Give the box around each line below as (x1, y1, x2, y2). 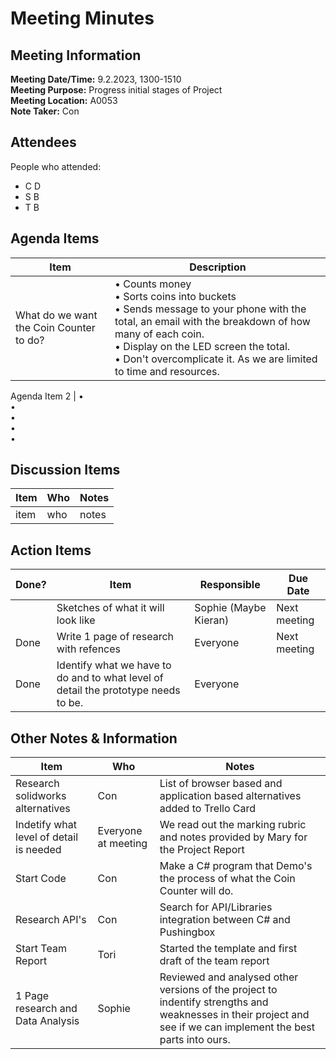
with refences (56, 642, 122, 656)
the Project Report (159, 843, 245, 857)
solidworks (15, 789, 67, 803)
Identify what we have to (56, 658, 172, 672)
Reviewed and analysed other (159, 970, 299, 984)
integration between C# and (159, 913, 291, 927)
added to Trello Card (159, 802, 257, 816)
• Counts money (114, 277, 192, 291)
